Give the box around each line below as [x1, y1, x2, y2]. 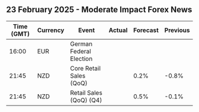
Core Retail [70, 64, 101, 72]
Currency [37, 26, 65, 34]
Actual [108, 26, 128, 34]
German [70, 40, 93, 48]
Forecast [133, 26, 159, 34]
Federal [70, 47, 91, 55]
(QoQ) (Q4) [70, 96, 102, 104]
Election [70, 55, 93, 63]
